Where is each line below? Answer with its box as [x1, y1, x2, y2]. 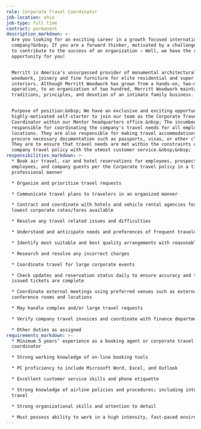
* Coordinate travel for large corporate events [11, 262, 135, 268]
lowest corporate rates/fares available [11, 208, 114, 214]
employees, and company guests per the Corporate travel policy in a [11, 163, 188, 170]
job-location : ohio [6, 14, 55, 20]
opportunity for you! [11, 53, 66, 59]
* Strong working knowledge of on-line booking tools [11, 355, 148, 361]
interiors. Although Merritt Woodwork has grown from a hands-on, [11, 80, 181, 87]
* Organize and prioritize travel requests [11, 180, 121, 186]
